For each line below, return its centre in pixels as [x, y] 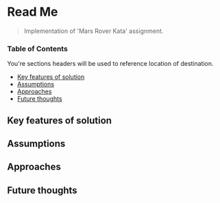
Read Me [33, 12]
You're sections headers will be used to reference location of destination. [110, 64]
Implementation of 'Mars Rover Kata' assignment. [94, 31]
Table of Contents [38, 49]
